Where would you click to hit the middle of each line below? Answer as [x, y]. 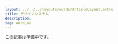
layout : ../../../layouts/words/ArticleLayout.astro [59, 9]
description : [18, 18]
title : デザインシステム [27, 14]
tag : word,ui [18, 23]
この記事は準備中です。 [28, 37]
